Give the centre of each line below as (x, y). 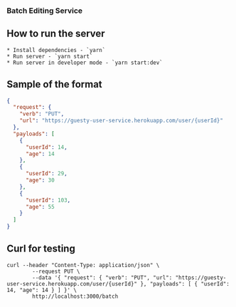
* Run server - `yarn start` (50, 56)
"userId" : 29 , (47, 174)
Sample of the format (54, 84)
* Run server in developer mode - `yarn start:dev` (85, 63)
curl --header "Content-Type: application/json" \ (83, 265)
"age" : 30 (40, 180)
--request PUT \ (56, 271)
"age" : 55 (40, 207)
